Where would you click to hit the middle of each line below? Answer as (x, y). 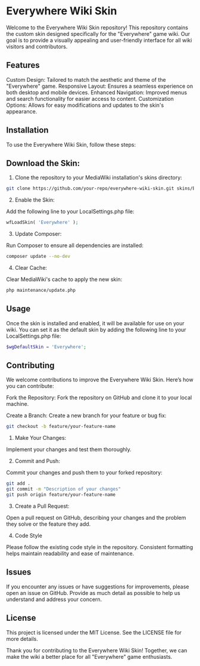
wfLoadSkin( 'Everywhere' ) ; (42, 223)
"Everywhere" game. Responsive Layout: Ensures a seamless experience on (100, 86)
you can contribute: (30, 386)
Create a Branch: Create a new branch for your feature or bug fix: (86, 415)
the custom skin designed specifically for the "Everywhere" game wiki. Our (98, 33)
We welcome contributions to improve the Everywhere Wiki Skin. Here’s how (100, 380)
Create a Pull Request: (42, 506)
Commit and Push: (37, 461)
